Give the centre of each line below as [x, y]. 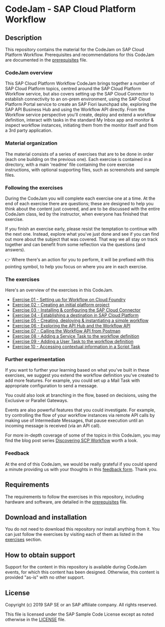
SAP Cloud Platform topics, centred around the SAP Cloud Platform [73, 89]
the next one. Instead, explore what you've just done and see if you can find [82, 234]
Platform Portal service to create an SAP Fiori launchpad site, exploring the [81, 104]
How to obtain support [40, 555]
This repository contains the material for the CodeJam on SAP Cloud [75, 49]
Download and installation [46, 517]
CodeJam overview [29, 72]
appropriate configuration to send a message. [51, 386]
